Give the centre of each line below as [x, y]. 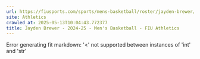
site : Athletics [26, 17]
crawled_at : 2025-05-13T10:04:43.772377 [57, 22]
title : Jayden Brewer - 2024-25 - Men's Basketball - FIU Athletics [93, 28]
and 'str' [16, 51]
